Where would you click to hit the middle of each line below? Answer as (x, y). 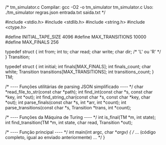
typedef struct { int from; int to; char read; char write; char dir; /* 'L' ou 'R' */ (83, 52)
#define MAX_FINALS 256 (32, 42)
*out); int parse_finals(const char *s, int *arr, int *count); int (66, 102)
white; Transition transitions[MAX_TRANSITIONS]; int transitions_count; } (80, 72)
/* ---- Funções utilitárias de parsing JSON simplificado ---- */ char (74, 87)
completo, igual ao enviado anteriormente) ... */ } (55, 137)
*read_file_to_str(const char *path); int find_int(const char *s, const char (79, 92)
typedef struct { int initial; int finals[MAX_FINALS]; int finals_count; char (78, 67)
